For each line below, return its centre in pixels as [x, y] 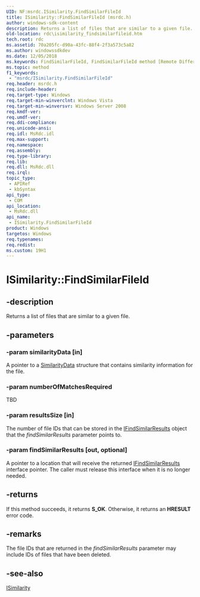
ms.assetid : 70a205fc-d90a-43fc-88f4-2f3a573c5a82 [70, 45]
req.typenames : [25, 239]
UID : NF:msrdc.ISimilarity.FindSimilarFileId [63, 12]
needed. [16, 476]
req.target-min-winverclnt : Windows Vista [60, 100]
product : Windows [28, 228]
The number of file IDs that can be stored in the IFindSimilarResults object [97, 428]
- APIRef [20, 184]
